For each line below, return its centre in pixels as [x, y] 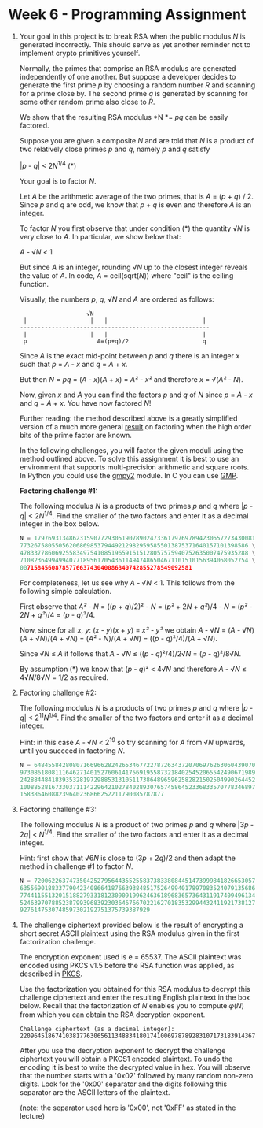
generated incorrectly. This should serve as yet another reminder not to [135, 44]
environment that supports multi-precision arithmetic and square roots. [134, 467]
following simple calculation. [66, 591]
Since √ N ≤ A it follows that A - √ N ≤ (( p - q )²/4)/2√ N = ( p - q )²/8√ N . [130, 653]
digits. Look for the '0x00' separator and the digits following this [123, 1084]
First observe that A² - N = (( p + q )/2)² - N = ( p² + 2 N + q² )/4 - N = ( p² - [136, 606]
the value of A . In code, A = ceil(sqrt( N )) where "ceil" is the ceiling [126, 275]
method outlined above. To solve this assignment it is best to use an [129, 458]
